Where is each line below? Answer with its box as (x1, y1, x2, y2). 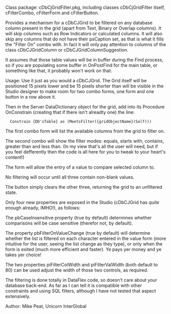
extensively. (5, 294, 31, 299)
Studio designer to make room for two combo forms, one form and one (5, 88, 154, 94)
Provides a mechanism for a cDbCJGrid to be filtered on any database (5, 20, 153, 26)
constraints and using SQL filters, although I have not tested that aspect (5, 288, 156, 294)
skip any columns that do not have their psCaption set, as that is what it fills (5, 36, 164, 42)
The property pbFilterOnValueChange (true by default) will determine (5, 230, 151, 236)
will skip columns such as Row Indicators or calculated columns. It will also (5, 31, 162, 36)
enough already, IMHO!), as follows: (5, 205, 81, 211)
